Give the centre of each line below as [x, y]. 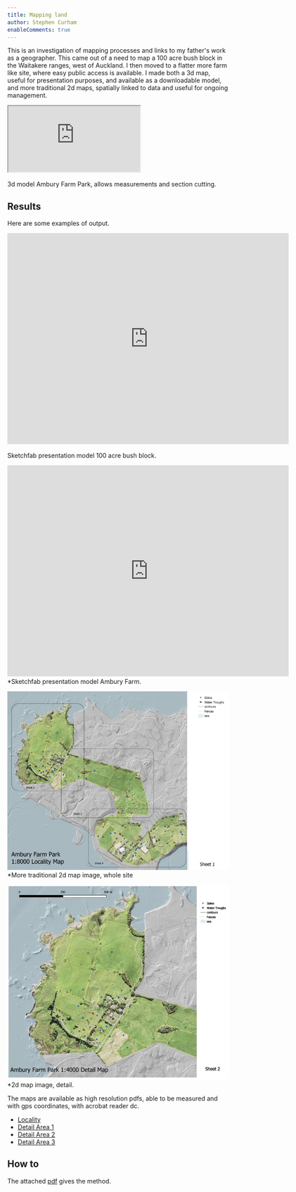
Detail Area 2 [36, 1134]
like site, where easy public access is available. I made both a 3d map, [109, 73]
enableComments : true [39, 30]
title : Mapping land [38, 15]
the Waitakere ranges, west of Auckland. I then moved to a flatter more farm [117, 65]
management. [27, 96]
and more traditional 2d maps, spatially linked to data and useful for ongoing [118, 88]
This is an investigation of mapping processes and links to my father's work [117, 51]
